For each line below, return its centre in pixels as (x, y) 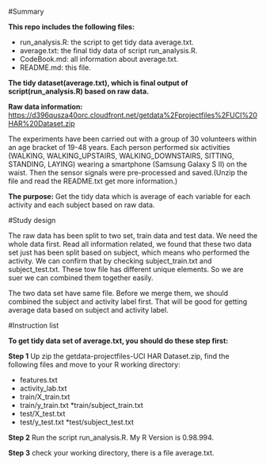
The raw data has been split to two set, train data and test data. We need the (133, 236)
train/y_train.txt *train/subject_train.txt (82, 405)
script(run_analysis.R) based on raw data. (79, 91)
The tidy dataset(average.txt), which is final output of (98, 83)
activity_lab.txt (43, 388)
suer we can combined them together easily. (81, 278)
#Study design (32, 220)
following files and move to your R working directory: (94, 365)
